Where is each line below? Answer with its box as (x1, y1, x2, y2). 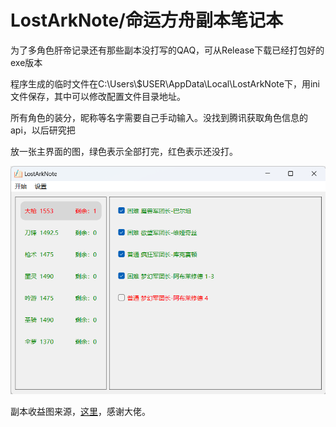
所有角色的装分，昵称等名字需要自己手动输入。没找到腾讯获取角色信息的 (10, 111, 308, 123)
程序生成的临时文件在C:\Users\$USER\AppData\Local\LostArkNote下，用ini (10, 77, 320, 90)
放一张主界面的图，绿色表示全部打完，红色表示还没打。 (10, 145, 238, 157)
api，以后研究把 (10, 124, 76, 136)
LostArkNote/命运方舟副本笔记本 (10, 9, 283, 32)
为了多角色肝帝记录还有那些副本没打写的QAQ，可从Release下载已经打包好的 (10, 44, 325, 56)
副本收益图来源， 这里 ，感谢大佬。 (10, 406, 151, 418)
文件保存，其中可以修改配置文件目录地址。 (10, 90, 186, 102)
